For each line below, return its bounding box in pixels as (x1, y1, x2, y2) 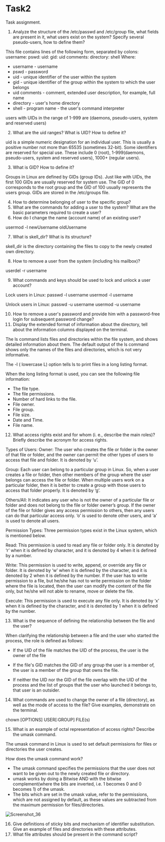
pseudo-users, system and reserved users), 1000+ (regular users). (5, 154, 141, 160)
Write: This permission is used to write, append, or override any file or (5, 562, 146, 568)
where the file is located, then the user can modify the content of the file (5, 583, 152, 589)
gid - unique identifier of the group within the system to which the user (12, 79, 156, 85)
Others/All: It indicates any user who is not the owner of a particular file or (5, 497, 155, 503)
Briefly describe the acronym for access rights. (12, 437, 108, 443)
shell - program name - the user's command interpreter (12, 105, 125, 111)
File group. (12, 406, 35, 412)
